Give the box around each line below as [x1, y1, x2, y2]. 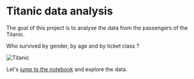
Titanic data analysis [6, 4, 113, 18]
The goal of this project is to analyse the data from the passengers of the [6, 24, 189, 31]
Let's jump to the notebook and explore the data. [6, 65, 128, 73]
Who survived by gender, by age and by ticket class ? [6, 42, 140, 49]
